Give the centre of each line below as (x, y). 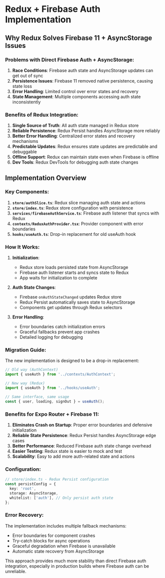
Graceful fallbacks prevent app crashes (60, 332)
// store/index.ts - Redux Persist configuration (57, 480)
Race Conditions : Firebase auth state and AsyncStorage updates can (83, 70)
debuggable (24, 152)
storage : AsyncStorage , (34, 493)
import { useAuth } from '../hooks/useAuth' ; (52, 388)
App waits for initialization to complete (58, 278)
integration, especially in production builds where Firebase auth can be (77, 566)
